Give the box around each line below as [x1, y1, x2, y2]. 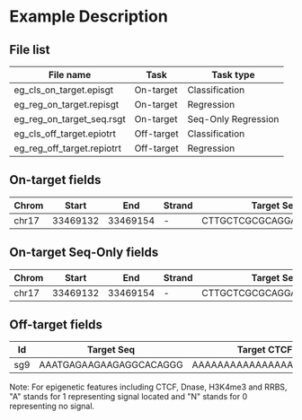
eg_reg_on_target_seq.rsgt [13, 113, 126, 125]
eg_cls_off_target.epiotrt [13, 127, 117, 140]
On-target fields [9, 172, 102, 188]
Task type [210, 69, 255, 81]
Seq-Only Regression [187, 113, 280, 125]
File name [48, 69, 92, 81]
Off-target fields [9, 317, 103, 333]
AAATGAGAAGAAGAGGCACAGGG [39, 359, 183, 372]
